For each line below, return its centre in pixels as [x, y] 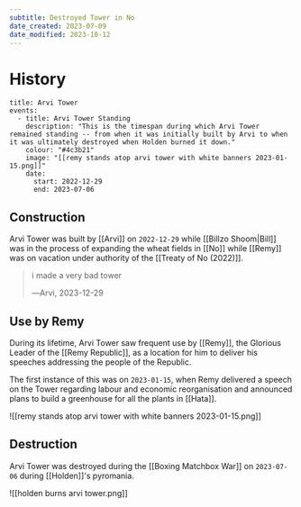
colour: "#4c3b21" [60, 150]
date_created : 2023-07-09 [58, 26]
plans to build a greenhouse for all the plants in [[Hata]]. [113, 398]
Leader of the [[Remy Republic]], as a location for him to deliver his [134, 352]
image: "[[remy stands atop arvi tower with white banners [139, 158]
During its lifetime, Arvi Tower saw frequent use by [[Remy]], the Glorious [146, 342]
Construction [47, 217]
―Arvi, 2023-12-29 [67, 293]
